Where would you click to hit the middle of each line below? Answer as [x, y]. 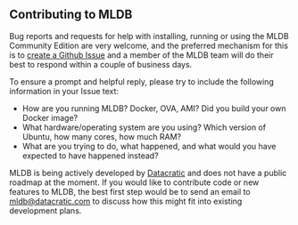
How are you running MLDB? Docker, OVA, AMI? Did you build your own [154, 108]
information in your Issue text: [64, 91]
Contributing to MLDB [71, 15]
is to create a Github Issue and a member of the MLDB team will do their [141, 55]
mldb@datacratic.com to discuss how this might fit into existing [126, 201]
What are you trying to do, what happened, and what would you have [149, 146]
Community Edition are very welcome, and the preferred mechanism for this [149, 45]
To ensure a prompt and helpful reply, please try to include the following [141, 81]
